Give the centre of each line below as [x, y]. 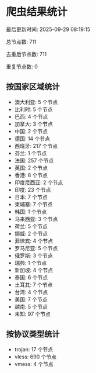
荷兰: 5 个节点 [31, 226]
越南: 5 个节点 [31, 306]
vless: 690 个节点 [35, 357]
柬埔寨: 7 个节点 [33, 204]
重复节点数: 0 [22, 66]
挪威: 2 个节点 [31, 233]
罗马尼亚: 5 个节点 [36, 248]
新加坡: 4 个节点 [34, 270]
